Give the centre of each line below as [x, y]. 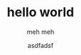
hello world [40, 12]
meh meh [40, 32]
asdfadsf [40, 45]
